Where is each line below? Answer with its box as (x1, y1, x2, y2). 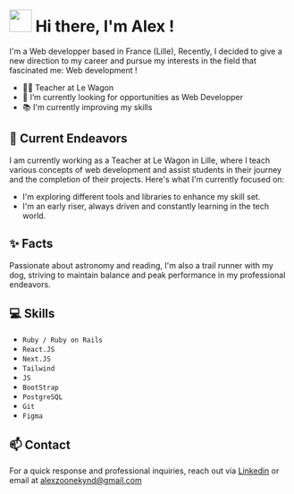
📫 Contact (9, 437, 71, 452)
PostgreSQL (21, 393, 63, 402)
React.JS (21, 345, 55, 354)
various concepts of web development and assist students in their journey (9, 164, 282, 175)
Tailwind (21, 364, 55, 373)
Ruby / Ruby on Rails (21, 336, 103, 345)
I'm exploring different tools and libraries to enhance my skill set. (21, 191, 261, 201)
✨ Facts (9, 236, 54, 251)
